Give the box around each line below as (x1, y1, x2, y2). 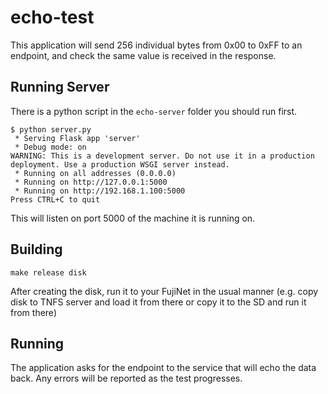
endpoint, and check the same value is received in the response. (10, 49, 277, 61)
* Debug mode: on (14, 142, 87, 152)
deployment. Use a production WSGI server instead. (10, 159, 230, 170)
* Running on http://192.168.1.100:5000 (14, 186, 186, 196)
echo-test (10, 6, 95, 29)
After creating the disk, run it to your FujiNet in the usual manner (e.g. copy (10, 285, 319, 297)
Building (10, 241, 63, 258)
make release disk (10, 267, 87, 278)
